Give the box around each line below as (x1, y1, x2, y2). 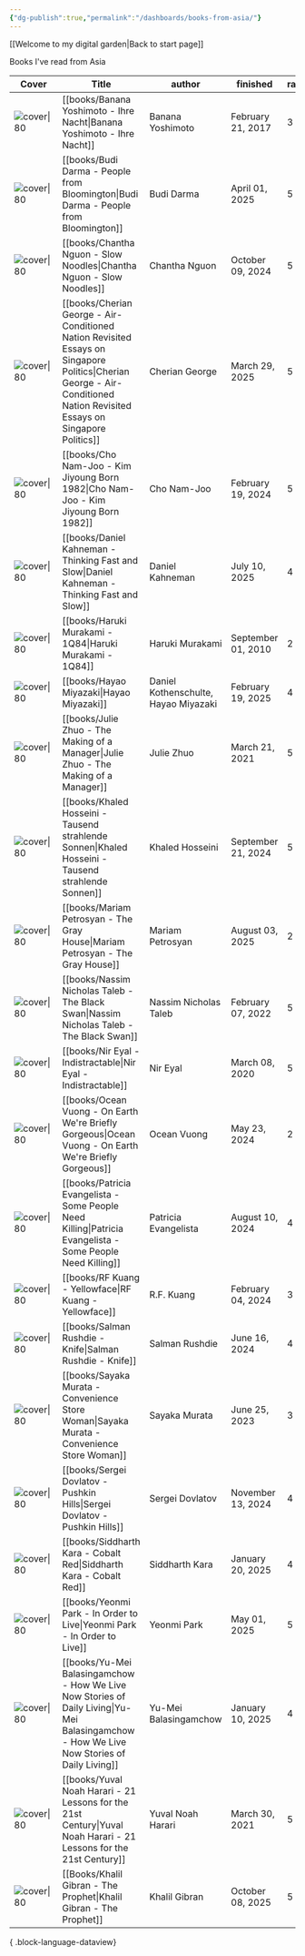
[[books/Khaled (62, 795, 129, 808)
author (171, 77, 202, 90)
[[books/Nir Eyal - (62, 1044, 141, 1057)
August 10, (231, 1210, 279, 1223)
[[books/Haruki (62, 614, 127, 627)
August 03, (231, 923, 279, 936)
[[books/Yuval (62, 1773, 123, 1786)
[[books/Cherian (62, 297, 133, 310)
